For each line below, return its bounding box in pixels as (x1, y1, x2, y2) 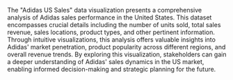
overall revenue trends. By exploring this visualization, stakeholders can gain (7, 50, 227, 58)
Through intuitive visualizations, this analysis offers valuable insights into (7, 35, 216, 44)
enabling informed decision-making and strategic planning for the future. (7, 65, 216, 73)
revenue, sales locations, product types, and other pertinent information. (7, 28, 216, 36)
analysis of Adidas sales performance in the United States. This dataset (7, 13, 212, 22)
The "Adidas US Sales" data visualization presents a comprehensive (7, 6, 202, 14)
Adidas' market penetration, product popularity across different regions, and (7, 43, 226, 51)
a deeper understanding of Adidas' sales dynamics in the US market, (7, 58, 204, 65)
